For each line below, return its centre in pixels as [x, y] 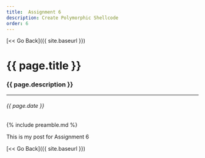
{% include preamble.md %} [42, 125]
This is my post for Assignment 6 [48, 137]
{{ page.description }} [40, 85]
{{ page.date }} [25, 106]
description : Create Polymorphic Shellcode [63, 18]
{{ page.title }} [44, 66]
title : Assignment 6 [34, 12]
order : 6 [17, 23]
